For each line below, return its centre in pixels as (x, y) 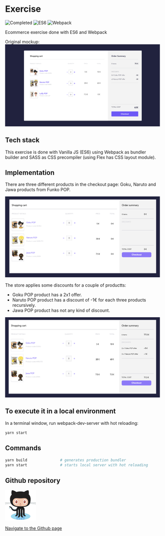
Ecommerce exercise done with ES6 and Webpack (56, 32)
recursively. (24, 305)
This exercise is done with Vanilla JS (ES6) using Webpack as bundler (76, 152)
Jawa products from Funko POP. (38, 190)
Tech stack (22, 140)
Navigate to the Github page (34, 528)
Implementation (30, 172)
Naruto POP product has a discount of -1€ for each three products (79, 300)
